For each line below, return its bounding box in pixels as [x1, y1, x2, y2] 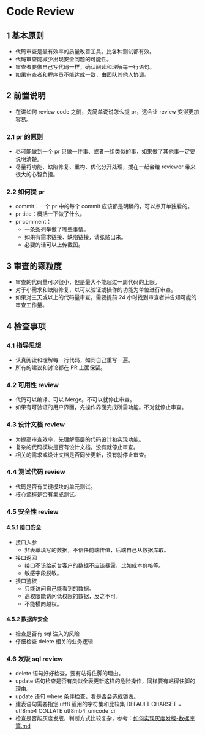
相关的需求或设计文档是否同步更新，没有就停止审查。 [15, 450, 150, 458]
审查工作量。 [15, 301, 48, 309]
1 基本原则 [6, 30, 45, 41]
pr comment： [15, 218, 52, 226]
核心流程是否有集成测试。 [15, 490, 80, 498]
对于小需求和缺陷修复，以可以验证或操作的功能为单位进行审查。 [15, 286, 176, 293]
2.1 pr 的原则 [6, 132, 43, 141]
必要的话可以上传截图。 [24, 241, 84, 248]
